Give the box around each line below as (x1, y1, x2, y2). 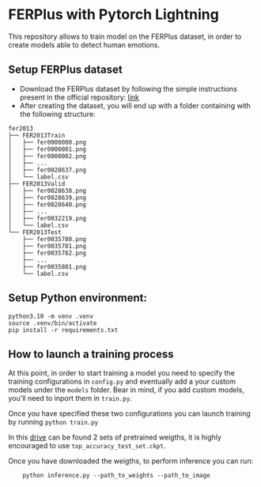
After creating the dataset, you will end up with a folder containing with (19, 100, 252, 110)
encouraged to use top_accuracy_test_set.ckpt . (8, 441, 166, 451)
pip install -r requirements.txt (8, 326, 119, 334)
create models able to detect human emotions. (8, 40, 161, 49)
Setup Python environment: (8, 291, 148, 305)
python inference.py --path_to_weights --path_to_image (22, 472, 211, 480)
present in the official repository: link (19, 92, 140, 102)
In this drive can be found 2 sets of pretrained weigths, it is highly (8, 432, 221, 442)
